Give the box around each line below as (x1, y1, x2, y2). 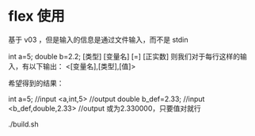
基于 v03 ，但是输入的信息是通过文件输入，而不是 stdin (8, 35, 188, 44)
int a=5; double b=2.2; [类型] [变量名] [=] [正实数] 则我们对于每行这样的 (8, 51, 241, 61)
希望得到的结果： (8, 78, 64, 88)
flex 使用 (8, 7, 65, 25)
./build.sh (8, 119, 39, 129)
